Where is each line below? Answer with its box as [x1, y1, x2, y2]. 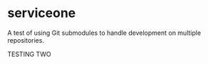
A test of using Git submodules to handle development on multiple [7, 28, 202, 37]
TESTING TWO [7, 50, 51, 58]
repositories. [7, 36, 45, 44]
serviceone [7, 5, 76, 21]
